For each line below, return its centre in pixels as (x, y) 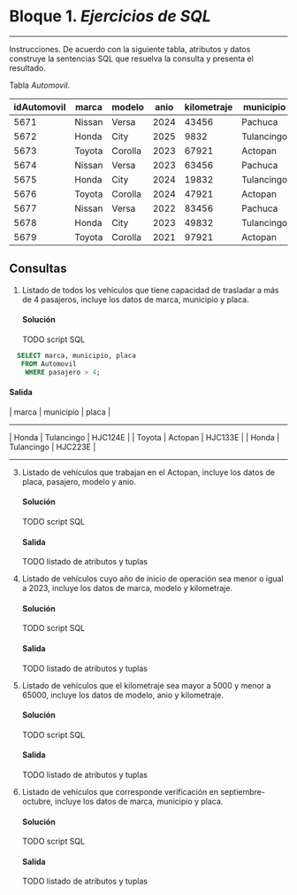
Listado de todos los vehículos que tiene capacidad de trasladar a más (150, 290)
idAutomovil (40, 106)
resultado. (27, 67)
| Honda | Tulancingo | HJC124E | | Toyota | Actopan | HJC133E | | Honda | (145, 437)
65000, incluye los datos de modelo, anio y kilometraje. (122, 695)
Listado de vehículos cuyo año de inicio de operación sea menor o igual (153, 579)
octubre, (37, 801)
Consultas (38, 269)
